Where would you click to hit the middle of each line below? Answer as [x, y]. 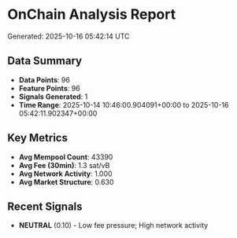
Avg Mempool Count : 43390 [66, 157]
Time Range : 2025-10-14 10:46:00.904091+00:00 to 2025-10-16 [124, 104]
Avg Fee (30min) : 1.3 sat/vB [64, 165]
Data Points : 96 [44, 79]
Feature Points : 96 [49, 88]
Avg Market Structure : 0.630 [67, 181]
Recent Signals [45, 206]
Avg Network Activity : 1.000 [65, 174]
